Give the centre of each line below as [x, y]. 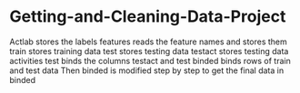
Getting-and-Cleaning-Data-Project [148, 17]
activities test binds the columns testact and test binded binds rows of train [150, 60]
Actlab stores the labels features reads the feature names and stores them [149, 42]
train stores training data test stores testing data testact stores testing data [149, 51]
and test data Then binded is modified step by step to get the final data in [147, 70]
